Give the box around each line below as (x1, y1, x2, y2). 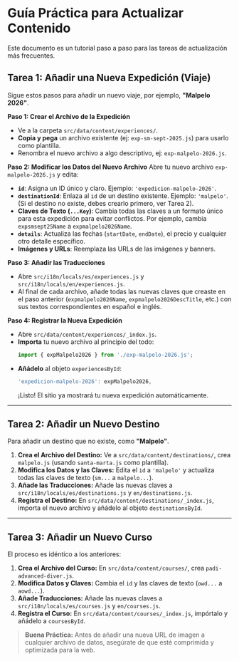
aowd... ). (17, 586, 45, 595)
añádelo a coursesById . (17, 617, 85, 625)
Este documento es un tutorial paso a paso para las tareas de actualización (7, 43, 228, 52)
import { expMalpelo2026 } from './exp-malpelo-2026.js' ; (17, 351, 193, 358)
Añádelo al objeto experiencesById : (17, 364, 122, 373)
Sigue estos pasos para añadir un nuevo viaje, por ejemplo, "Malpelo (7, 90, 211, 99)
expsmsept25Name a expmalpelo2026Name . (17, 222, 132, 230)
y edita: (56, 170, 79, 179)
